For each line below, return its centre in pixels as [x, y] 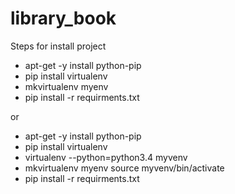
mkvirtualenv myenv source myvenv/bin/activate [124, 168]
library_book [63, 18]
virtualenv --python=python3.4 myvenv [106, 157]
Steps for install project [58, 46]
